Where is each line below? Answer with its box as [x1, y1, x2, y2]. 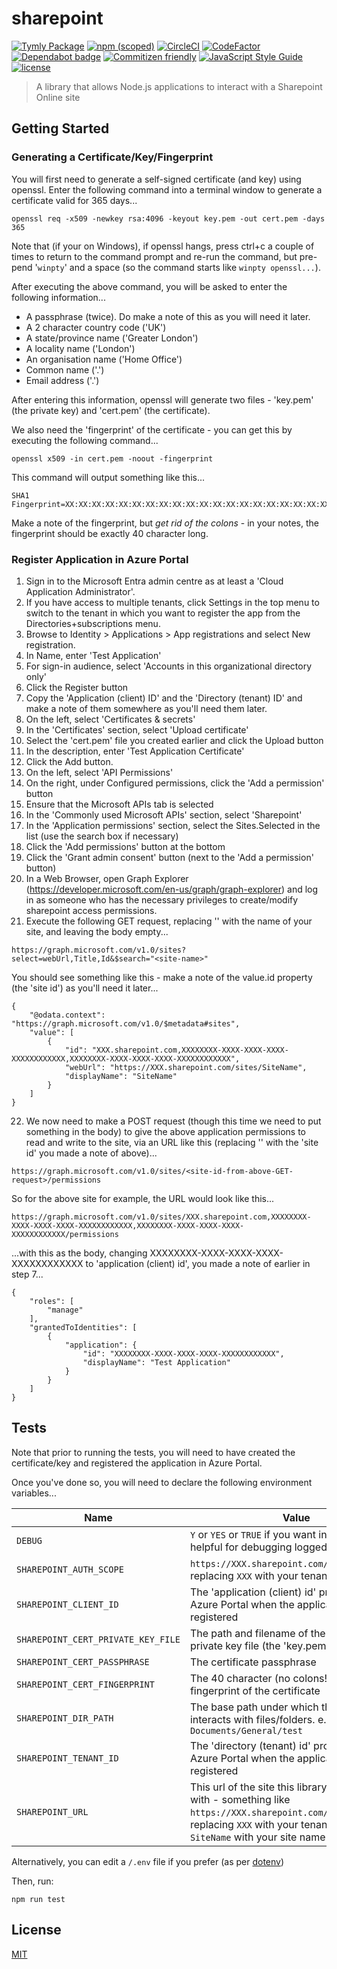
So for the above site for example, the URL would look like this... [11, 1192, 275, 1204]
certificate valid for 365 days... [11, 194, 138, 206]
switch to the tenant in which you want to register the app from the [25, 607, 301, 619]
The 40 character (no [189, 1671, 291, 1685]
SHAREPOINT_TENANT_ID [16, 1752, 119, 1764]
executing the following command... [11, 434, 159, 446]
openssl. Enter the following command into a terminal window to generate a [11, 183, 323, 196]
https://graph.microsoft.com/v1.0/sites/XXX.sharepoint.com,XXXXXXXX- [11, 1212, 312, 1222]
